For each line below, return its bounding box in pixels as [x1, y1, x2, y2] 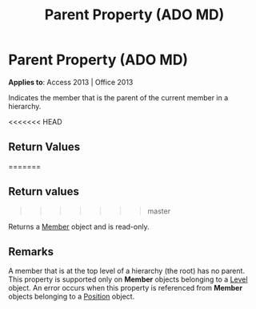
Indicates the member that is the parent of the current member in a [8, 92, 229, 102]
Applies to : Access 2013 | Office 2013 [8, 77, 134, 87]
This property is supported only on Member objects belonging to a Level [8, 274, 248, 284]
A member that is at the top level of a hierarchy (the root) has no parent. [8, 266, 246, 276]
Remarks [8, 245, 54, 258]
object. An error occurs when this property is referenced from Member [8, 283, 242, 293]
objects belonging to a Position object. [8, 291, 135, 302]
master [147, 206, 170, 216]
